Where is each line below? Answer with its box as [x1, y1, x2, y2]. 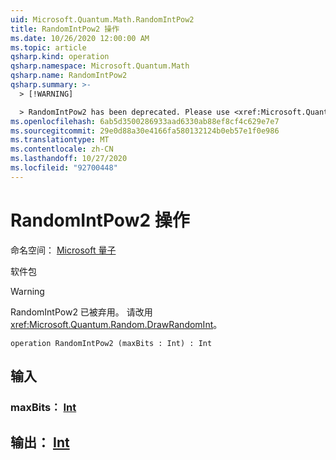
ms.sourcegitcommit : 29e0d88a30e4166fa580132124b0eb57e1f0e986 [10, 126, 280, 136]
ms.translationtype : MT [10, 135, 110, 145]
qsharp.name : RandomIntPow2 [10, 71, 128, 81]
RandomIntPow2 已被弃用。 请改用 [10, 306, 153, 318]
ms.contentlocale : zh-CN [10, 144, 114, 155]
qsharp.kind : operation [10, 52, 110, 62]
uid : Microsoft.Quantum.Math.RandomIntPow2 [10, 14, 195, 25]
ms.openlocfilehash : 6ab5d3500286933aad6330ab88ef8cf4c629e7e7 [10, 116, 280, 126]
